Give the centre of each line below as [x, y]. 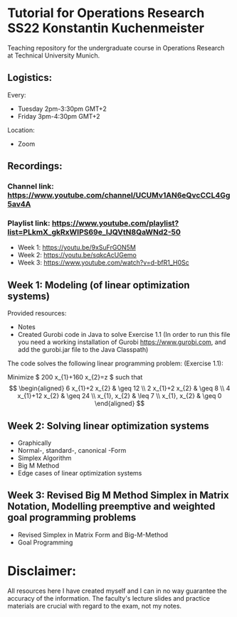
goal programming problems [72, 518]
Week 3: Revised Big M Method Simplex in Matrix [118, 495]
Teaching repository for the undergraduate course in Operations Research [116, 48]
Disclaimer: [42, 571]
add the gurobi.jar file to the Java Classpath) [83, 350]
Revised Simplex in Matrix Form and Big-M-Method [93, 535]
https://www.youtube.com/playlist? [115, 223]
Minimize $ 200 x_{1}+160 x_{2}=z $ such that [75, 377]
